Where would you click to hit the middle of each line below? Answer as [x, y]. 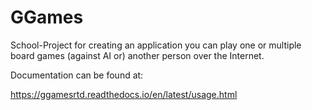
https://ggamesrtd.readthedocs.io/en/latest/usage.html [124, 94]
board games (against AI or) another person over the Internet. [137, 55]
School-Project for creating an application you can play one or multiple [156, 45]
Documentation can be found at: [77, 75]
